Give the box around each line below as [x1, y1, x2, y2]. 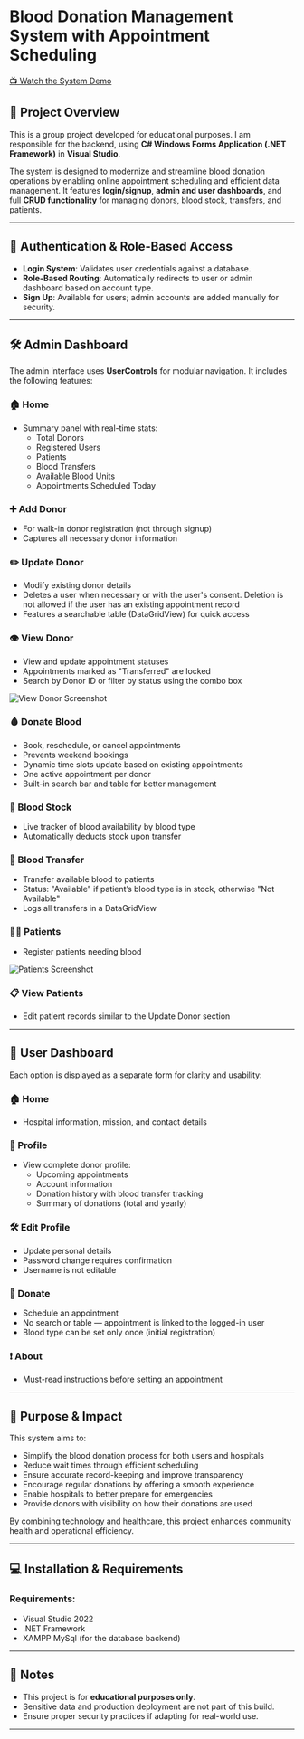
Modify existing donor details [22, 580, 132, 591]
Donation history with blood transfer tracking [35, 1188, 204, 1200]
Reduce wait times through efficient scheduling [22, 1459, 199, 1471]
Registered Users [35, 442, 101, 452]
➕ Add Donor [9, 502, 68, 515]
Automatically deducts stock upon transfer [22, 831, 182, 842]
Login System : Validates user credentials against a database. [22, 262, 252, 273]
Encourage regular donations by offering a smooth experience [22, 1479, 255, 1490]
